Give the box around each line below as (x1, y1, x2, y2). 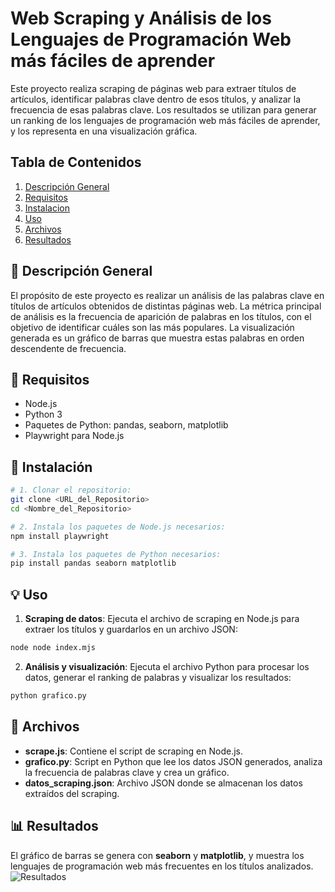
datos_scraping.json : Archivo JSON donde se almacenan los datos (24, 777, 303, 789)
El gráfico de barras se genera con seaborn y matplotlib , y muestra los (10, 849, 305, 861)
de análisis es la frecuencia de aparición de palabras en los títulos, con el (10, 310, 312, 322)
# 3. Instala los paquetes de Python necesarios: (10, 549, 222, 559)
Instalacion (24, 202, 71, 214)
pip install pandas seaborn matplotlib (10, 558, 177, 569)
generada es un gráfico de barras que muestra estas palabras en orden (10, 332, 305, 344)
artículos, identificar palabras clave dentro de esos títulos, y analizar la (10, 93, 301, 105)
